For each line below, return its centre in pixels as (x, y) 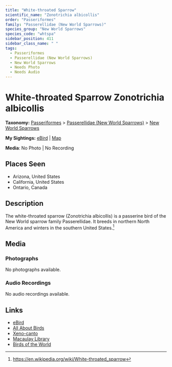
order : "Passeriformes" (31, 20)
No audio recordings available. (38, 294)
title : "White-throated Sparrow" (41, 10)
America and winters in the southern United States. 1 (60, 227)
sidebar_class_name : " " (32, 44)
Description (24, 204)
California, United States (38, 182)
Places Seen (25, 164)
